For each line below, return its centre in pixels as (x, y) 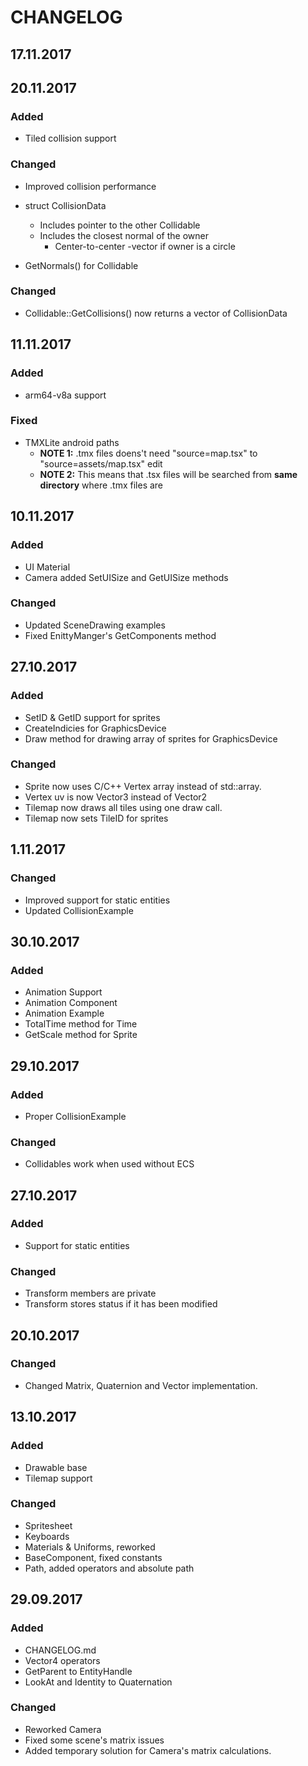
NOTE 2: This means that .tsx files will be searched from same (168, 474)
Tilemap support (58, 1478)
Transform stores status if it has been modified (121, 1304)
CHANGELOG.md (60, 1650)
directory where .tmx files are (101, 485)
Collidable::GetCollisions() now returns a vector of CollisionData (156, 313)
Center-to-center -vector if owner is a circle (145, 246)
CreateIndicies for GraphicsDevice (95, 728)
